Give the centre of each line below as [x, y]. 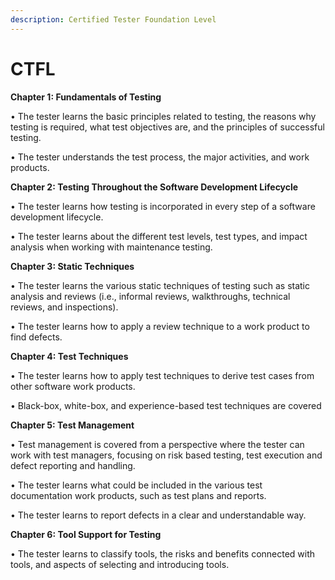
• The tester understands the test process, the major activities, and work [160, 157]
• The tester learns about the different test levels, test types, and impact [159, 236]
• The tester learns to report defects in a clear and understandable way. [158, 515]
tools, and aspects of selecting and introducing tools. [120, 564]
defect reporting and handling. [73, 465]
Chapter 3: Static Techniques [72, 266]
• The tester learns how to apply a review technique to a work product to [160, 326]
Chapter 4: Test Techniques [69, 356]
